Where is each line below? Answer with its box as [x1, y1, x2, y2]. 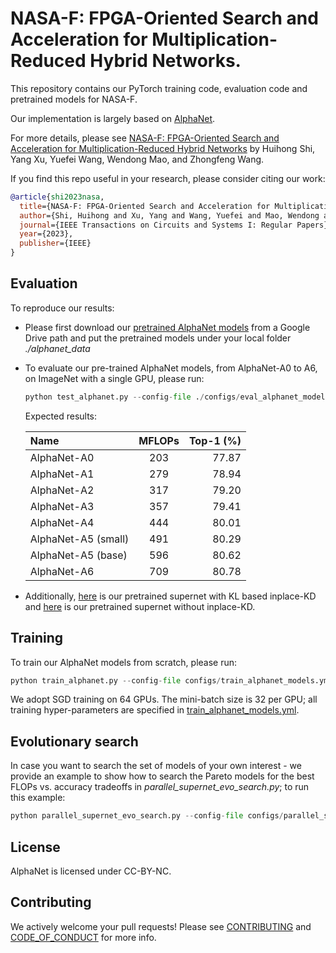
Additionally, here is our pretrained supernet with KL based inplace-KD [24, 590, 317, 602]
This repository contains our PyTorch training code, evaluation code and [10, 82, 308, 94]
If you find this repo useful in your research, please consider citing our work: [10, 172, 326, 184]
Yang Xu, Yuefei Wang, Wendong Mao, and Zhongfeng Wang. [10, 153, 265, 165]
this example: [10, 792, 66, 804]
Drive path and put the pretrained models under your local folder [24, 332, 292, 344]
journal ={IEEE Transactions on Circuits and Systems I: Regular [19, 220, 293, 230]
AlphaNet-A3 [29, 499, 95, 513]
